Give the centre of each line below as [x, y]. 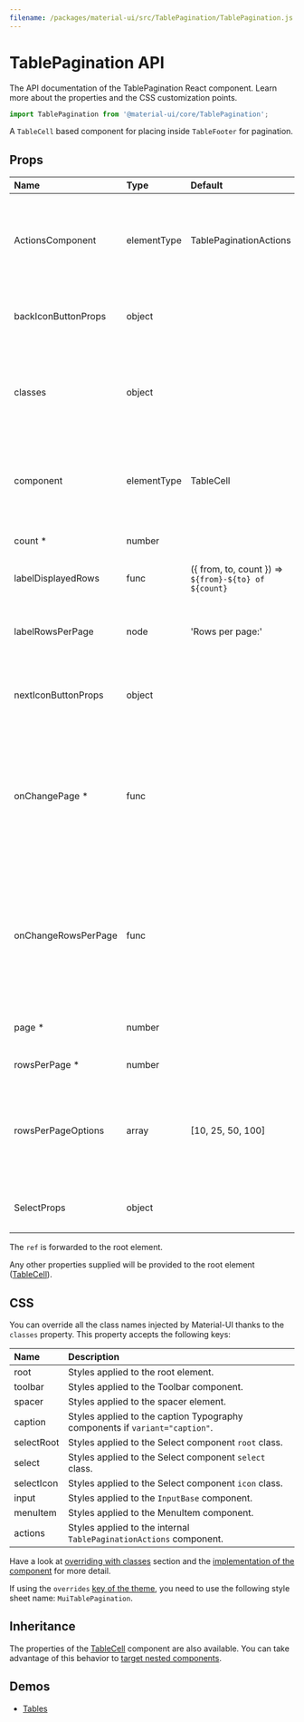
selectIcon [36, 1483]
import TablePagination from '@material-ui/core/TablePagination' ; [139, 114]
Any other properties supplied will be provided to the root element [132, 1265]
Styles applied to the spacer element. [147, 1402]
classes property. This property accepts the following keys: [120, 1335]
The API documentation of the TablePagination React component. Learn [143, 88]
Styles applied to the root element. [141, 1373]
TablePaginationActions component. [146, 1539]
